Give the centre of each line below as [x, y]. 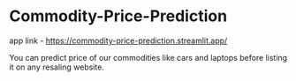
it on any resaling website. [57, 67]
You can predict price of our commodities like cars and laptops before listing [148, 57]
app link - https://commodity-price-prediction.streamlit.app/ [118, 40]
